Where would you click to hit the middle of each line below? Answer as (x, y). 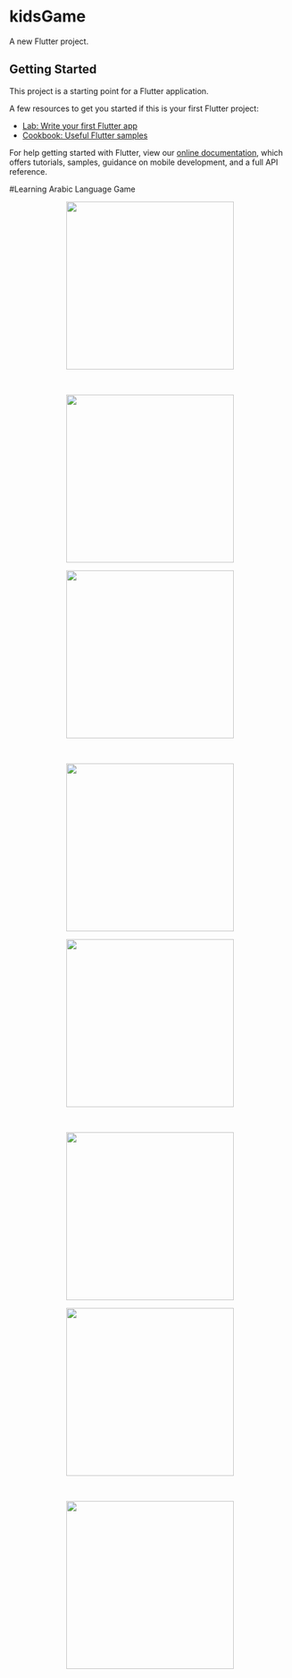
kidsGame (48, 17)
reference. (28, 171)
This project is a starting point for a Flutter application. (109, 90)
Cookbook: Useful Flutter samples (85, 135)
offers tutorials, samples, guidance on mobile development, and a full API (144, 162)
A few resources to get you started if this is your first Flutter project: (134, 108)
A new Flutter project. (49, 41)
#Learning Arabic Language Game (72, 189)
